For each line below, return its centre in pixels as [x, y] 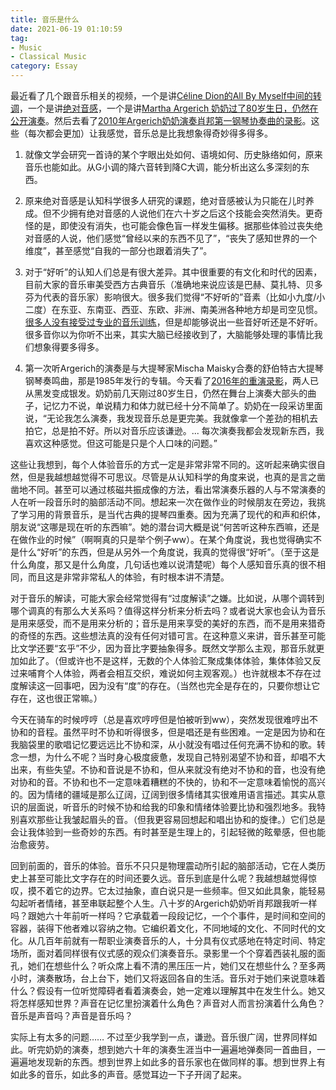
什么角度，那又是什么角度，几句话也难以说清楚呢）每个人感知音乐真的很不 [163, 564]
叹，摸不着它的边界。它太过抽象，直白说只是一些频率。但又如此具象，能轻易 [168, 890]
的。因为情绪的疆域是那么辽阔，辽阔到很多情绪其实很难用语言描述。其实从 [163, 794]
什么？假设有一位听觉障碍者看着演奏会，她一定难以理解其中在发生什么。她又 [168, 990]
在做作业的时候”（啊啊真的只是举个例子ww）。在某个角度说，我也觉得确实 [162, 539]
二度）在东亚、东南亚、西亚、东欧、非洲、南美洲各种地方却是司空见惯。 [173, 309]
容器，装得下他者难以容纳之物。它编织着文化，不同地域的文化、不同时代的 [163, 928]
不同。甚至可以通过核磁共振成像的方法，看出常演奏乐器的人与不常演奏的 [176, 489]
